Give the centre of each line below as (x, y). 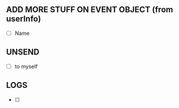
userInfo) (24, 19)
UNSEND (23, 52)
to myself (26, 66)
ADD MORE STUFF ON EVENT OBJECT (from (90, 10)
